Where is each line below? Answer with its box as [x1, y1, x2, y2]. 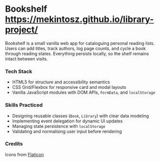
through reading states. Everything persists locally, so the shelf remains [5, 50, 149, 57]
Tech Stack [5, 68, 33, 75]
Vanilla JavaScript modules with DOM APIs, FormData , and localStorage [12, 89, 155, 96]
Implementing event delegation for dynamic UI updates [12, 118, 123, 124]
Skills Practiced [5, 101, 43, 108]
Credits [5, 141, 23, 147]
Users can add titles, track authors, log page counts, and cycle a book [5, 45, 146, 51]
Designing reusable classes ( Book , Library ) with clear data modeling [12, 113, 149, 119]
